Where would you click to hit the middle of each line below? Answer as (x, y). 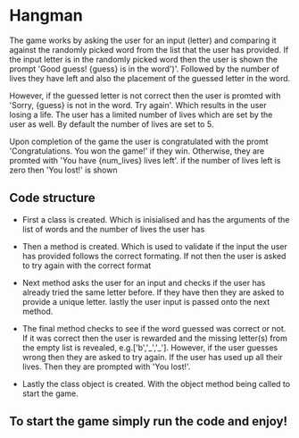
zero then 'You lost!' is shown (63, 170)
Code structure (52, 198)
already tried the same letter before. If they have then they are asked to (153, 292)
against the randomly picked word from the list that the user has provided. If (149, 49)
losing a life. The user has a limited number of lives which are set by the (141, 114)
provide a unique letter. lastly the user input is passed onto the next (146, 301)
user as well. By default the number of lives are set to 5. (112, 124)
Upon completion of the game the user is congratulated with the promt (139, 141)
